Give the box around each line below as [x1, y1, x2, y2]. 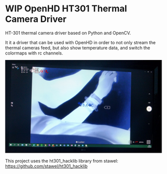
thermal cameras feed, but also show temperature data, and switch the [5, 45, 151, 51]
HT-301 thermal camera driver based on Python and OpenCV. [5, 30, 131, 36]
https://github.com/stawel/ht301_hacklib [5, 163, 88, 169]
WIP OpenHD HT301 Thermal [5, 3, 127, 14]
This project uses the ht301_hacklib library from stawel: [5, 158, 118, 164]
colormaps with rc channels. [5, 50, 63, 56]
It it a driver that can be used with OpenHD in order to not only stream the [5, 39, 156, 45]
